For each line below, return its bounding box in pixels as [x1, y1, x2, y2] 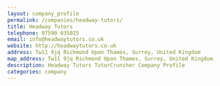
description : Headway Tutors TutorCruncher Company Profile [7, 62, 186, 69]
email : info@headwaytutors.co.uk [7, 36, 104, 43]
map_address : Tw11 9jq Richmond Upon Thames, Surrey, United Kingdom [7, 55, 214, 62]
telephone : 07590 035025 [7, 29, 79, 37]
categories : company [7, 68, 68, 75]
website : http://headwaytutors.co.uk [7, 42, 117, 49]
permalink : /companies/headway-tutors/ [7, 17, 123, 24]
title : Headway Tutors [7, 23, 73, 30]
